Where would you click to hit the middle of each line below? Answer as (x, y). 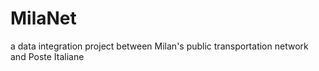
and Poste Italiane (47, 56)
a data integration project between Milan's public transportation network (159, 46)
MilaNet (43, 18)
